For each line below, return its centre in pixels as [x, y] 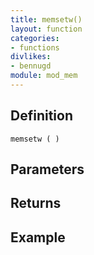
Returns [36, 203]
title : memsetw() [46, 19]
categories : [35, 38]
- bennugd [31, 66]
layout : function [46, 29]
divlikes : [31, 57]
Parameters [47, 169]
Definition [41, 116]
